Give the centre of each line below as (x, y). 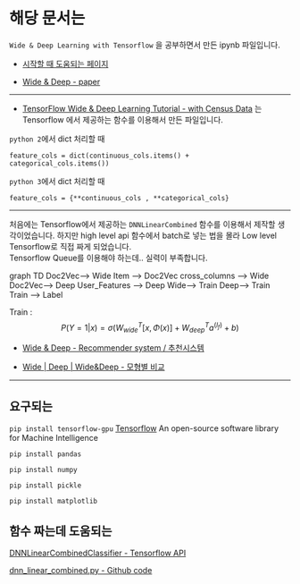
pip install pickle (46, 486)
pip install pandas (46, 454)
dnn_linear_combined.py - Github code (81, 571)
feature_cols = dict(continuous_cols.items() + (100, 156)
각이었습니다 (31, 235)
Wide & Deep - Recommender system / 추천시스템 (113, 348)
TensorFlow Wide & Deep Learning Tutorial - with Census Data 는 (142, 108)
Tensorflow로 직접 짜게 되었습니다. (71, 246)
